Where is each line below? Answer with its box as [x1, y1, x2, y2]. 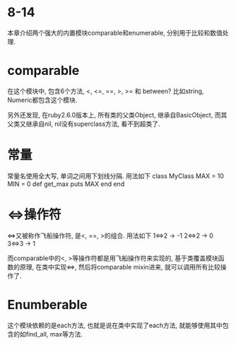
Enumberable [7, 296, 88, 312]
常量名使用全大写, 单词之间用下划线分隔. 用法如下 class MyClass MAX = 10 [7, 171, 225, 180]
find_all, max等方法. [25, 329, 83, 338]
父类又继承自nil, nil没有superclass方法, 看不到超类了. [7, 119, 160, 128]
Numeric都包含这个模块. [7, 95, 78, 104]
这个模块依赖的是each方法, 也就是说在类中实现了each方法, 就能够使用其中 [7, 321, 223, 329]
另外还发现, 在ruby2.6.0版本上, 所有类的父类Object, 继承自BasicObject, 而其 [7, 110, 228, 119]
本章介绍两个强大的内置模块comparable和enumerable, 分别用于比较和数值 [7, 28, 223, 37]
